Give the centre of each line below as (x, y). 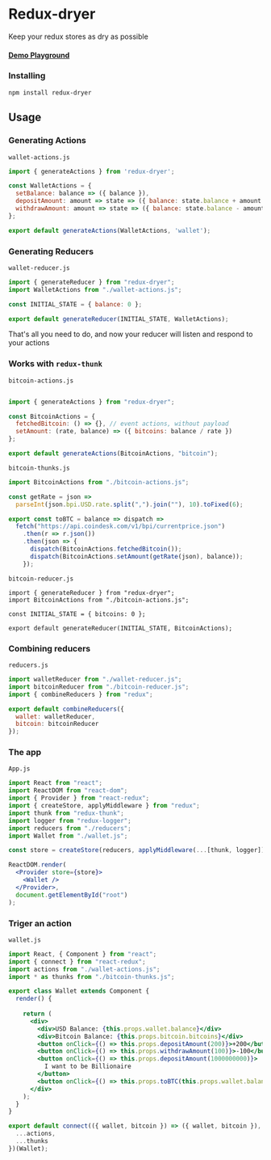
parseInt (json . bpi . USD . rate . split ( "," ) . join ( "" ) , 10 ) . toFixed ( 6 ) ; (129, 504)
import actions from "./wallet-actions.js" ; (84, 969)
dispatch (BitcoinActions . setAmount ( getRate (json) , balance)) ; (136, 556)
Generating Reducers (51, 251)
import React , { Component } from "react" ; (83, 954)
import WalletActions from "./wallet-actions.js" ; (95, 289)
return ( (38, 1014)
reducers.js (28, 665)
